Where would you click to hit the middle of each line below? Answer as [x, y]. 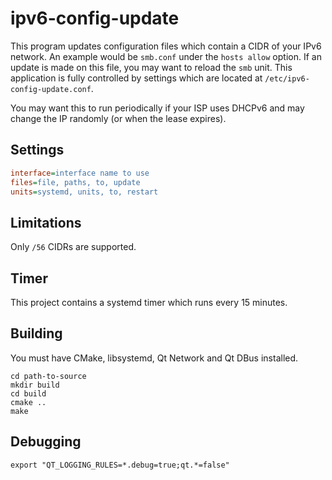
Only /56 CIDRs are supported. [73, 247]
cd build [28, 393]
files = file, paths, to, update [75, 182]
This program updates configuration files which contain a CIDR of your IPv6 [166, 46]
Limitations [46, 222]
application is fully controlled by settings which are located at [136, 78]
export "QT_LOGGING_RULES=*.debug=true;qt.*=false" [120, 465]
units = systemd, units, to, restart [84, 192]
